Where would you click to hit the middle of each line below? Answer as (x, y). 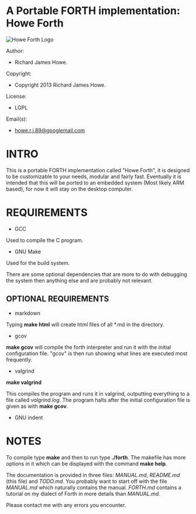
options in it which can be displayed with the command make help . (87, 464)
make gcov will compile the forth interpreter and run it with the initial (89, 347)
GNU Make (28, 251)
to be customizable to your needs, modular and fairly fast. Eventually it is (94, 176)
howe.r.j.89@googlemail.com (50, 130)
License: (16, 96)
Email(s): (17, 119)
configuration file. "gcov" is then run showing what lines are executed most (97, 353)
